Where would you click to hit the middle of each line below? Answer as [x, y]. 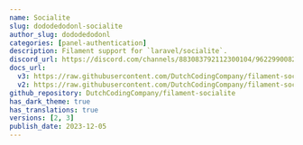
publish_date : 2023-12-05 [58, 127]
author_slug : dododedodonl [60, 34]
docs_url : [28, 68]
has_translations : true [54, 110]
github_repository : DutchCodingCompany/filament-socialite [123, 93]
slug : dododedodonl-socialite [66, 26]
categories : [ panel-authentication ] [78, 43]
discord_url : [34, 59]
